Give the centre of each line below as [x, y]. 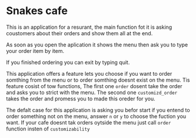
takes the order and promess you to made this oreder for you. [81, 99]
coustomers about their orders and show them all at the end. [79, 33]
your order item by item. [35, 51]
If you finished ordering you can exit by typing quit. [68, 62]
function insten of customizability [48, 129]
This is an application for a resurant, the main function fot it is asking [89, 27]
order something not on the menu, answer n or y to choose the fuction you [96, 116]
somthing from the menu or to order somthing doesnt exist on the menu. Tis [98, 80]
